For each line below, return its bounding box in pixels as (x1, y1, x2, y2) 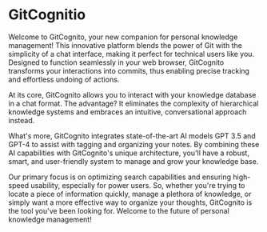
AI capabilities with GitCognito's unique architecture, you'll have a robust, (8, 148, 250, 158)
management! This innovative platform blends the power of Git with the (8, 40, 242, 50)
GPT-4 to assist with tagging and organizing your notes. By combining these (8, 139, 260, 149)
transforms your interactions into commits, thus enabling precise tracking (8, 66, 250, 75)
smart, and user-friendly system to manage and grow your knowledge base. (8, 156, 259, 166)
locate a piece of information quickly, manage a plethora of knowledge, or (8, 189, 252, 198)
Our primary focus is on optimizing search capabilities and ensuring (8, 172, 232, 182)
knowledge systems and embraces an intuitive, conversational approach (8, 106, 247, 117)
